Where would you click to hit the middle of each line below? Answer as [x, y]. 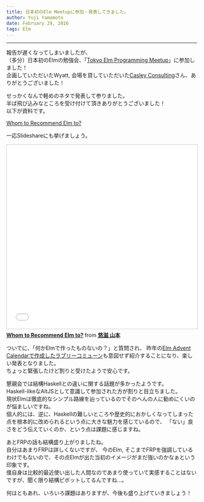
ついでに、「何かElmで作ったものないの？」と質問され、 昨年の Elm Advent [99, 348]
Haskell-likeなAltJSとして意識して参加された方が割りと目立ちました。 [94, 392]
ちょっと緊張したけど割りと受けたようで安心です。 [70, 371]
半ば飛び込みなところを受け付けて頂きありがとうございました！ [86, 103]
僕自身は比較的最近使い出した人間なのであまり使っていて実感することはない [101, 473]
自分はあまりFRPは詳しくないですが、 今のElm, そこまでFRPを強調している [100, 450]
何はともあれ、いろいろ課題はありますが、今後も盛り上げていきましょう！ [99, 493]
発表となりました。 [35, 363]
